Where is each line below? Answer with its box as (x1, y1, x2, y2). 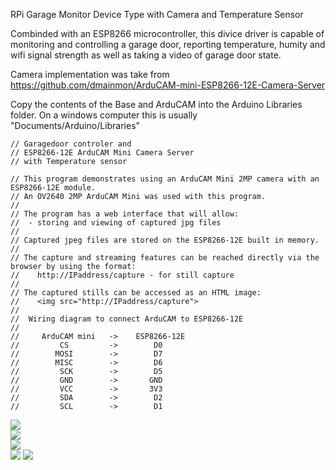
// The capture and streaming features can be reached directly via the (10, 253, 320, 263)
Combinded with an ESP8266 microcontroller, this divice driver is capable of (10, 28, 325, 39)
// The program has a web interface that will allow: (10, 209, 240, 219)
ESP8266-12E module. (10, 183, 97, 193)
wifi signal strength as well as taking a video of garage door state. (10, 49, 282, 61)
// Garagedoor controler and (10, 139, 132, 149)
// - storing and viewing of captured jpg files (10, 218, 222, 228)
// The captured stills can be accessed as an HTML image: (10, 288, 262, 298)
